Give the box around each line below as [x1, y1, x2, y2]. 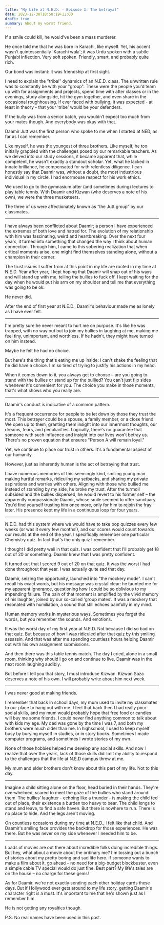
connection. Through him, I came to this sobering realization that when [5, 244, 147, 250]
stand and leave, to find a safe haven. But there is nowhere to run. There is [5, 806, 155, 811]
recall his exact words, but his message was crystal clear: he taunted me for [5, 581, 158, 587]
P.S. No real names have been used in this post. [5, 915, 101, 921]
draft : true [5, 16, 29, 21]
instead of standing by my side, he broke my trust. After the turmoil [5, 486, 140, 492]
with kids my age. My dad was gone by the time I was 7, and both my [5, 720, 143, 726]
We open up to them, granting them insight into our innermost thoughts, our [5, 421, 157, 427]
